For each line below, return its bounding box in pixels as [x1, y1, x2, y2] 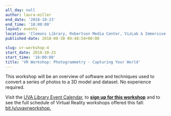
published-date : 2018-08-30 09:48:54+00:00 [5, 36, 100, 41]
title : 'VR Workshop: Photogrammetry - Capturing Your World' [5, 59, 141, 64]
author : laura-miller [5, 12, 52, 17]
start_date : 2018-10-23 [5, 50, 56, 55]
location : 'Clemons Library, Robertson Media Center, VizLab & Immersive [5, 31, 166, 36]
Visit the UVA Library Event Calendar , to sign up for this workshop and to [5, 94, 160, 100]
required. [5, 84, 25, 90]
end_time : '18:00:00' [5, 21, 52, 27]
